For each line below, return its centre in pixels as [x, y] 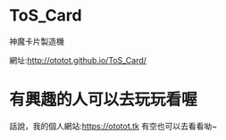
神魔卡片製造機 [37, 41]
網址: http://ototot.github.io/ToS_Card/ [78, 60]
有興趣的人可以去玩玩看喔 [104, 100]
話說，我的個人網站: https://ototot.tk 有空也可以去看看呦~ [113, 126]
